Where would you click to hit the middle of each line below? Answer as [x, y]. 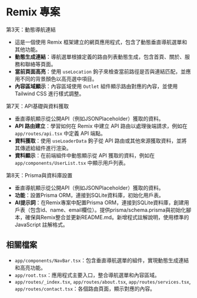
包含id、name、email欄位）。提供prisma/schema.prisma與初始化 [108, 210]
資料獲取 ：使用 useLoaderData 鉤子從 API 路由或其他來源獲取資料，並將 [101, 140]
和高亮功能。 [30, 267]
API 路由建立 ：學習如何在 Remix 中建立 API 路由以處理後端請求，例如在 [101, 126]
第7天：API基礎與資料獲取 [38, 106]
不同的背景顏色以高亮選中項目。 [59, 79]
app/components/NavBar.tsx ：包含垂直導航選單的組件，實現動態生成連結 [102, 260]
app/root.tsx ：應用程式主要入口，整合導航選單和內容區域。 [87, 275]
